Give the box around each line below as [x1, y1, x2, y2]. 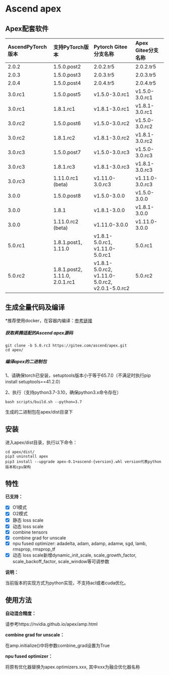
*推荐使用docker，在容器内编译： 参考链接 [5, 317, 93, 323]
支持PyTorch [53, 44, 84, 50]
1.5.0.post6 [53, 120, 81, 126]
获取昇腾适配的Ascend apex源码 [5, 330, 73, 336]
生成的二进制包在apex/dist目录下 [5, 409, 73, 415]
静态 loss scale [12, 517, 44, 523]
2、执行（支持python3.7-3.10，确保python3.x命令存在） [5, 389, 122, 395]
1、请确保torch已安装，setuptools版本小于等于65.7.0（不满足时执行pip [5, 372, 151, 378]
